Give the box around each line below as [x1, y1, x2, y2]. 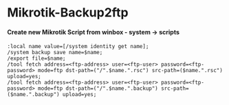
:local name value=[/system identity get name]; [7, 43, 149, 50]
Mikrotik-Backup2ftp [7, 5, 129, 21]
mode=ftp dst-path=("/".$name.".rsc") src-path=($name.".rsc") [37, 67, 223, 74]
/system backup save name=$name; [7, 49, 103, 56]
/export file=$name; [7, 55, 67, 62]
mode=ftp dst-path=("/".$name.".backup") [37, 85, 158, 92]
